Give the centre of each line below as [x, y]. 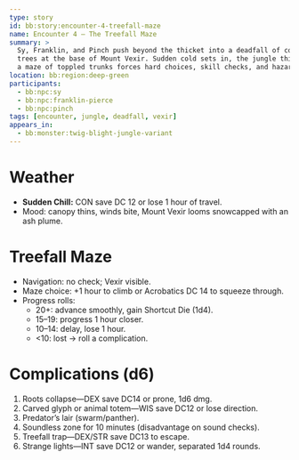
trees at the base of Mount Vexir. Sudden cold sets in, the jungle [147, 59]
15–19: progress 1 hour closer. [89, 319]
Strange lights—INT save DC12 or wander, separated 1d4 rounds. [141, 446]
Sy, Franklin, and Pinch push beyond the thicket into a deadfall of [149, 51]
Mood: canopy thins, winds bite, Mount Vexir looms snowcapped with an [155, 211]
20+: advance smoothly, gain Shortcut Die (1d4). [124, 310]
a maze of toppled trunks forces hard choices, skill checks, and [143, 68]
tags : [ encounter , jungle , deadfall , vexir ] [93, 117]
